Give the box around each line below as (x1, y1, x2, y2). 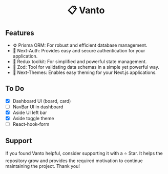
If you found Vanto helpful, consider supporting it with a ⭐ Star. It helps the (5, 150, 163, 156)
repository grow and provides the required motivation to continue (5, 158, 143, 164)
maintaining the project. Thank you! (5, 163, 80, 169)
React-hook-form (12, 121, 50, 127)
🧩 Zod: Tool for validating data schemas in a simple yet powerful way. (12, 64, 160, 70)
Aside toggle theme (12, 115, 54, 121)
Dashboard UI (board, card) (12, 98, 71, 104)
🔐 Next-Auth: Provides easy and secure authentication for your (12, 48, 145, 53)
